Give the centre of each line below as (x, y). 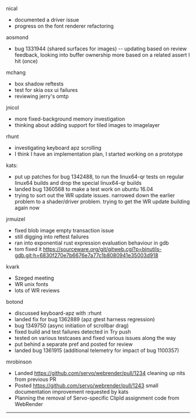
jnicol (13, 107)
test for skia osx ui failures (46, 90)
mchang (16, 72)
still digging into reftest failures (52, 237)
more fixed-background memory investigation (70, 119)
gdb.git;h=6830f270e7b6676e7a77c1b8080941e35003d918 (86, 255)
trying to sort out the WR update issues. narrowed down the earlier (95, 195)
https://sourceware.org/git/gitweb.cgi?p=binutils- (102, 249)
